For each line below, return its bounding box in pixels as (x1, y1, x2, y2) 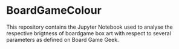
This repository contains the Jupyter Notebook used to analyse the (6, 23, 174, 30)
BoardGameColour (6, 4, 102, 17)
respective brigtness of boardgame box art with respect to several (6, 29, 171, 36)
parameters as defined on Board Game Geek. (6, 36, 119, 43)
